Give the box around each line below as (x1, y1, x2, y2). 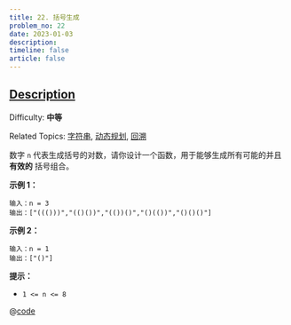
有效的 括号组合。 (9, 161, 74, 171)
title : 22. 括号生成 (9, 12, 80, 22)
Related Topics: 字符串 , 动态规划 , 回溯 (9, 131, 146, 141)
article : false (9, 54, 66, 63)
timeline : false (9, 46, 69, 55)
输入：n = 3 (9, 199, 50, 208)
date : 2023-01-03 (9, 29, 74, 38)
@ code (9, 305, 35, 316)
